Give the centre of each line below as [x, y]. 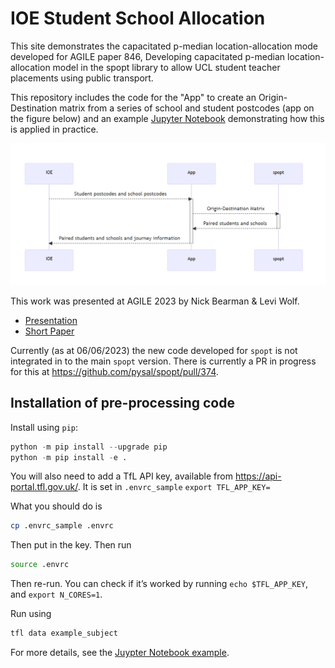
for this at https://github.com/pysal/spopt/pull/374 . [114, 371]
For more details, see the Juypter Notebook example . [120, 653]
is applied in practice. [54, 129]
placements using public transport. [82, 78]
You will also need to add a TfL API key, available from [121, 476]
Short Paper [49, 331]
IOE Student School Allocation [138, 18]
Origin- [273, 97]
